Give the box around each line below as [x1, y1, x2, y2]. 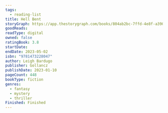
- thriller [9, 95, 32, 100]
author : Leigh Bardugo [5, 58, 52, 63]
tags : [5, 7, 16, 12]
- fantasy [9, 86, 30, 91]
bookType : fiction [5, 77, 43, 82]
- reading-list [9, 12, 41, 17]
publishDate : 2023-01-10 [5, 68, 57, 73]
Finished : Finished [5, 100, 46, 105]
